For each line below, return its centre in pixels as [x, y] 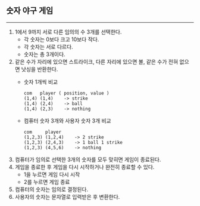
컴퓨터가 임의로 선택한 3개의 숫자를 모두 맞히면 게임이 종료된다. [88, 159]
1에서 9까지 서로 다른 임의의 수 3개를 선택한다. [68, 32]
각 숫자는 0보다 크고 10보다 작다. [61, 39]
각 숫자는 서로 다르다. [48, 47]
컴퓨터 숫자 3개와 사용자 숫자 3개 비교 [67, 121]
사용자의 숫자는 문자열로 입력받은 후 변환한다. [67, 196]
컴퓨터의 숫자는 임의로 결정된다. [51, 189]
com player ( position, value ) [66, 93]
